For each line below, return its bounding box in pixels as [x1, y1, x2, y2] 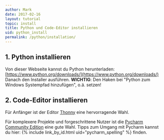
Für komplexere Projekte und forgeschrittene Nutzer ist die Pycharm [5, 119, 144, 125]
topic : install [5, 21, 36, 26]
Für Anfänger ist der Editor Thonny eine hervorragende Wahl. [5, 109, 130, 115]
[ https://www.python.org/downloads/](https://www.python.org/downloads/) [5, 71, 159, 77]
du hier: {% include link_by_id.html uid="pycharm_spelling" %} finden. [5, 129, 147, 135]
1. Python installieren [5, 53, 71, 62]
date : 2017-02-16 [5, 12, 41, 17]
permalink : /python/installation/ [5, 35, 76, 40]
